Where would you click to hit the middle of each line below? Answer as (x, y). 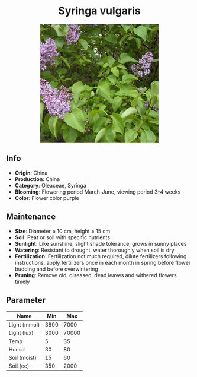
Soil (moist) (22, 358)
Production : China (37, 179)
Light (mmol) (24, 325)
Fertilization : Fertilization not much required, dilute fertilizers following (101, 256)
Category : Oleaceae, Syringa (51, 185)
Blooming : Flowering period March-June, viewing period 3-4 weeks (98, 192)
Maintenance (31, 217)
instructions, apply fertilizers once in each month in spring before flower (103, 262)
